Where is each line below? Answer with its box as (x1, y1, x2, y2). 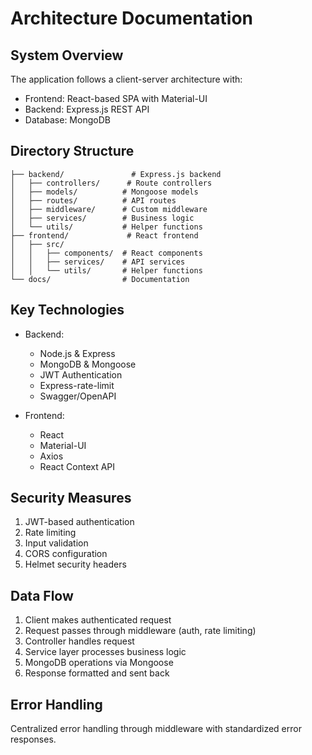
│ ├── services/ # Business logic (10, 213, 195, 223)
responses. (10, 733, 57, 746)
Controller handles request (24, 635, 135, 647)
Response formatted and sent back (24, 667, 170, 679)
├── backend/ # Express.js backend (10, 169, 222, 179)
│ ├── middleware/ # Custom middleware (10, 204, 208, 214)
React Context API (39, 460, 116, 472)
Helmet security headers (24, 558, 127, 571)
